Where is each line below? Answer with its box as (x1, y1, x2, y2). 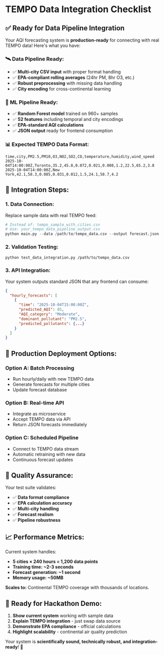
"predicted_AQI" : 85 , (18, 307, 65, 312)
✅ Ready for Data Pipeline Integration (5, 24, 125, 32)
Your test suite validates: (5, 484, 57, 490)
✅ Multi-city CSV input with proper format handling (12, 69, 121, 75)
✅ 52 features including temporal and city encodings (12, 116, 124, 122)
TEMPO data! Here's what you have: (5, 43, 81, 49)
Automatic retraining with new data (12, 451, 86, 457)
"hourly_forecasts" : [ (10, 293, 58, 298)
